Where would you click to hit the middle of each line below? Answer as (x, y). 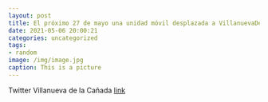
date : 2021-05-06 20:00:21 (53, 30)
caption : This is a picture (55, 68)
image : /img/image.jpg (46, 61)
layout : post (30, 16)
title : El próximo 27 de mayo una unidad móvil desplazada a (112, 23)
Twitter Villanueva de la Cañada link (67, 90)
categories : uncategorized (53, 38)
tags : (17, 45)
